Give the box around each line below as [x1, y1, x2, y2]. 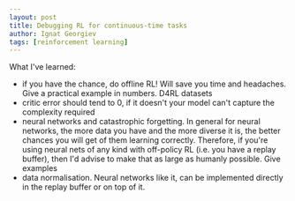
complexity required [21, 107, 95, 117]
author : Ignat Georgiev [9, 29, 97, 38]
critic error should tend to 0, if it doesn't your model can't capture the [21, 98, 276, 108]
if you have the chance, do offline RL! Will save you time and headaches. [21, 78, 287, 89]
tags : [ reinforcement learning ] [9, 37, 128, 47]
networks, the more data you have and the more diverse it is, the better [21, 125, 281, 137]
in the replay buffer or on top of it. [21, 182, 146, 192]
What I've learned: [9, 62, 77, 72]
